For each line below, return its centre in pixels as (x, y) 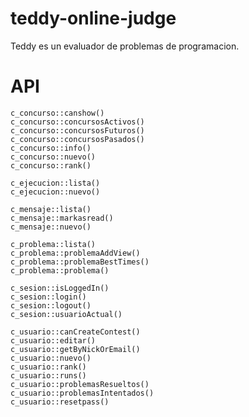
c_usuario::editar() (53, 340)
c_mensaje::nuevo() (51, 227)
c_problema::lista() (53, 244)
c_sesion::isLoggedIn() (60, 288)
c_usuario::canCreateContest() (75, 332)
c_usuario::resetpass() (60, 402)
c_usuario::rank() (48, 367)
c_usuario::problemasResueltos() (80, 384)
